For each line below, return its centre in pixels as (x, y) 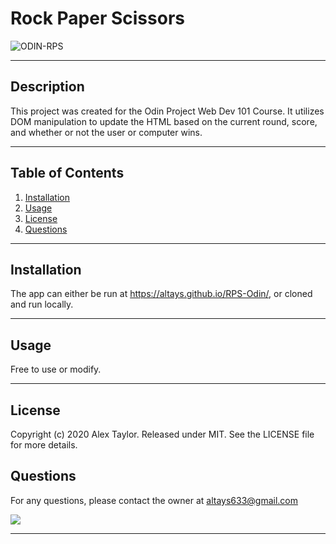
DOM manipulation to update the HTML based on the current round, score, (164, 121)
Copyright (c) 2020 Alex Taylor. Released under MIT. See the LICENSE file (162, 434)
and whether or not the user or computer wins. (106, 132)
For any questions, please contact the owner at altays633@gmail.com (154, 500)
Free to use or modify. (56, 369)
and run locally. (42, 304)
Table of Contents (67, 173)
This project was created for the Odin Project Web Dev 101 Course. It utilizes (167, 111)
